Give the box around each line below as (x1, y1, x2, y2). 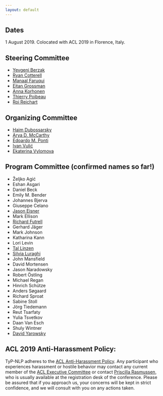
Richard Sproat (12, 293, 44, 299)
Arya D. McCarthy (12, 132, 50, 138)
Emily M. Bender (12, 191, 47, 198)
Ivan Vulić (12, 143, 34, 149)
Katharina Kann (12, 234, 45, 241)
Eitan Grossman (12, 83, 46, 89)
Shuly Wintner (12, 325, 42, 331)
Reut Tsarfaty (12, 309, 41, 315)
